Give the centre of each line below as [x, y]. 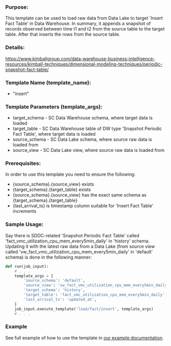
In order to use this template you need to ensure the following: [70, 174]
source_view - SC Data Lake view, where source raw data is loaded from [88, 150]
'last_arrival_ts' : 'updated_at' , [60, 299]
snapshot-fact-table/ [27, 69]
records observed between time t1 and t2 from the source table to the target [85, 29]
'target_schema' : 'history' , [54, 290]
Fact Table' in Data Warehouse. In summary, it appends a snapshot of [78, 23]
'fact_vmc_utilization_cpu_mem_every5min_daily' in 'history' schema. [78, 241]
